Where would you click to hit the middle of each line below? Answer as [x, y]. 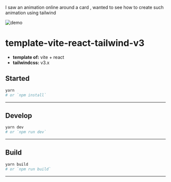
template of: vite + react [38, 57]
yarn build [17, 164]
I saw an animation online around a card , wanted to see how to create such [84, 7]
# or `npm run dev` [26, 132]
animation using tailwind [31, 13]
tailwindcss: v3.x [31, 63]
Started [17, 79]
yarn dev [15, 127]
